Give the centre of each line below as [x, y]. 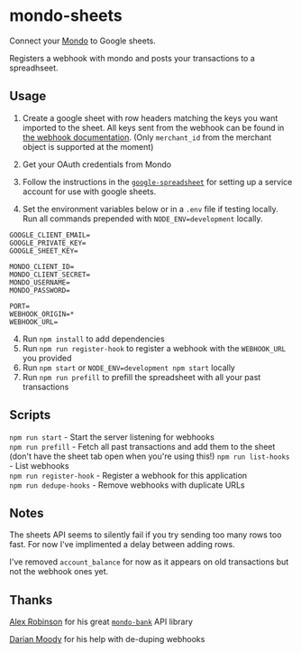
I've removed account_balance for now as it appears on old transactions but [149, 562]
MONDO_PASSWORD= [40, 290]
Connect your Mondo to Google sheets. [82, 41]
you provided [47, 358]
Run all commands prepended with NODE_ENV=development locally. [142, 219]
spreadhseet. [34, 68]
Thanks [31, 600]
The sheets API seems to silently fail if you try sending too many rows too [146, 535]
